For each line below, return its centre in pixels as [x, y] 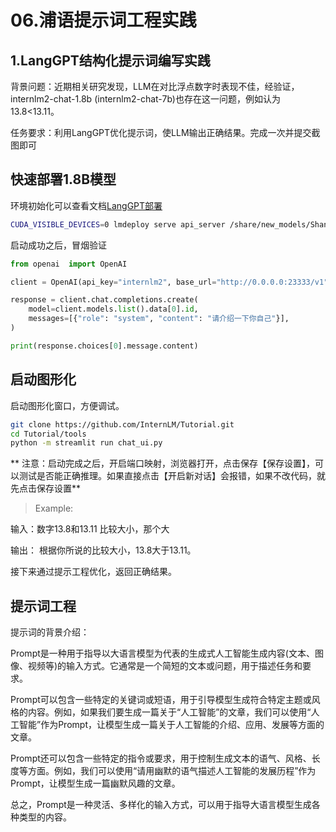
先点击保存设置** [46, 488]
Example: [54, 508]
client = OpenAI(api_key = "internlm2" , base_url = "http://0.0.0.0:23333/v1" [169, 282]
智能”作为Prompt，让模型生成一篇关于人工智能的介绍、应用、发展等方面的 [171, 725]
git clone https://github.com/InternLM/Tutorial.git [122, 424]
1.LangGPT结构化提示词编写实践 [110, 60]
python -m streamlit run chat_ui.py [86, 443]
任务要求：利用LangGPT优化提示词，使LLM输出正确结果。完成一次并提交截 [165, 132]
